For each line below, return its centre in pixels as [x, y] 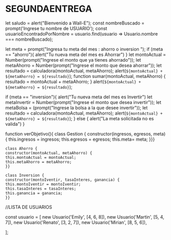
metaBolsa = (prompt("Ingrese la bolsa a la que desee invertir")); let [77, 108]
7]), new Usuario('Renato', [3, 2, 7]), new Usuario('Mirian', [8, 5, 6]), [76, 222]
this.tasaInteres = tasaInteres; [41, 189]
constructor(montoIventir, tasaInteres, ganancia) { [63, 180]
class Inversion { [25, 175]
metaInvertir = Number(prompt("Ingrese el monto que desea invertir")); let [83, 102]
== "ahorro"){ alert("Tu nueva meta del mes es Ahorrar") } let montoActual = [86, 55]
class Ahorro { [21, 148]
